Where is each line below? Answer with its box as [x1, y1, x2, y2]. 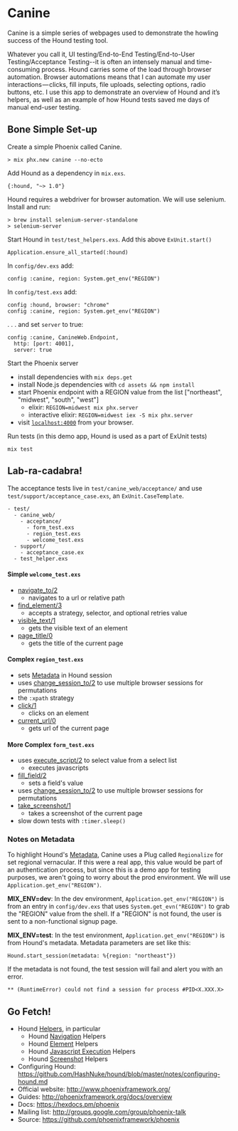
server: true [13, 346, 53, 353]
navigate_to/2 [17, 585, 58, 594]
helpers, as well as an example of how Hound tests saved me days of [7, 95, 210, 104]
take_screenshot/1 [17, 801, 71, 810]
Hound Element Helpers [28, 1040, 98, 1048]
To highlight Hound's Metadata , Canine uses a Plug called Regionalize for [7, 850, 224, 859]
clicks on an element [28, 709, 90, 717]
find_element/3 [17, 600, 63, 610]
